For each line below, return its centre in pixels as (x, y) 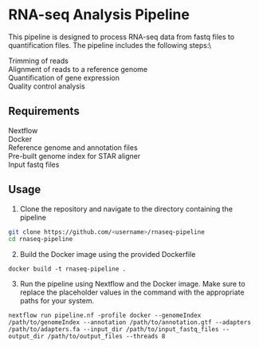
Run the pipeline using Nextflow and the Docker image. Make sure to (132, 284)
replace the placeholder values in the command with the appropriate (132, 292)
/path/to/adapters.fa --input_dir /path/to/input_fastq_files (114, 330)
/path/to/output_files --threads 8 (106, 337)
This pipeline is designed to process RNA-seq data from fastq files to (122, 37)
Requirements (44, 111)
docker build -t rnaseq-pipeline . (67, 269)
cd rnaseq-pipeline (41, 239)
